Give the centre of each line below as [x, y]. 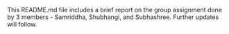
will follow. [22, 24]
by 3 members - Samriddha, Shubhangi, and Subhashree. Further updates [113, 17]
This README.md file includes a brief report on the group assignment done [115, 10]
